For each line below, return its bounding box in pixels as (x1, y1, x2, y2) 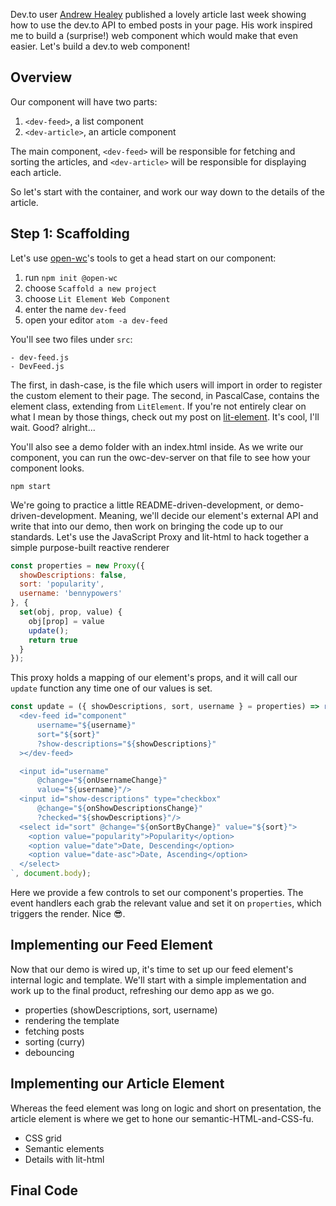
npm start (10, 481, 52, 491)
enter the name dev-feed (24, 303, 127, 315)
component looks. (10, 462, 85, 474)
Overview (10, 69, 73, 86)
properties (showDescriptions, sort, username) (24, 1004, 218, 1016)
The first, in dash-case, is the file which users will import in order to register (10, 379, 323, 391)
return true (28, 635, 78, 645)
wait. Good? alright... (10, 421, 96, 433)
